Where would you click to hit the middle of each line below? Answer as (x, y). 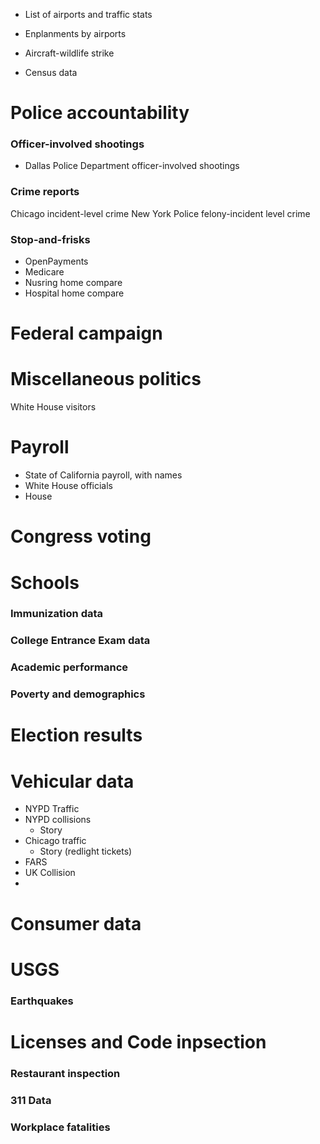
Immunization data (57, 614)
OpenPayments (56, 261)
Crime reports (45, 192)
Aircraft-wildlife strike (69, 53)
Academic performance (69, 667)
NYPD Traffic (52, 809)
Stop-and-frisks (50, 239)
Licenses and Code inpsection (138, 1041)
